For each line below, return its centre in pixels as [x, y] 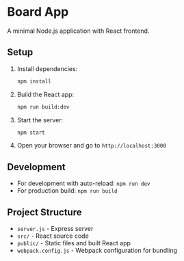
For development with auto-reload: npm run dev [83, 183]
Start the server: [40, 120]
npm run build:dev [43, 107]
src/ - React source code [53, 236]
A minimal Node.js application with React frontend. [78, 31]
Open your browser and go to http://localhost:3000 [91, 146]
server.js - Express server [55, 229]
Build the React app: [45, 94]
